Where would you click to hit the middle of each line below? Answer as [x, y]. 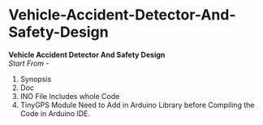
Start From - [29, 63]
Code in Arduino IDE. [55, 113]
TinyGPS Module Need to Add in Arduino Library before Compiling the [137, 105]
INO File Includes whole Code [70, 96]
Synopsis [36, 79]
